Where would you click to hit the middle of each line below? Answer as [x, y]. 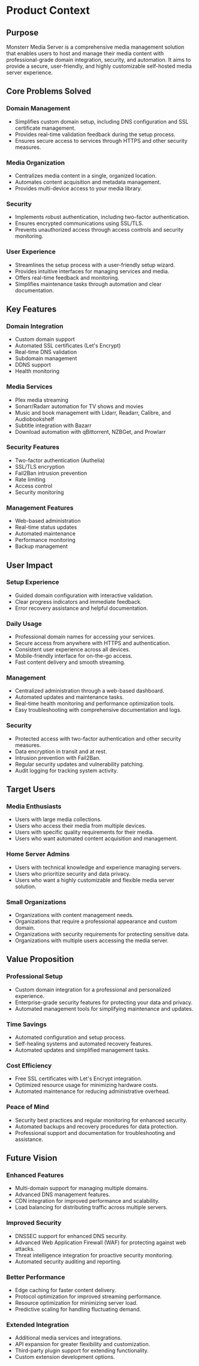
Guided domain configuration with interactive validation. [84, 595]
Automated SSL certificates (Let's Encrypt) [68, 346]
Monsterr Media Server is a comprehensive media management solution [95, 47]
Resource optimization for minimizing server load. [76, 1302]
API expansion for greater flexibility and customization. [82, 1344]
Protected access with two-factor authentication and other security [98, 738]
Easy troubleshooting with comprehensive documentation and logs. [98, 710]
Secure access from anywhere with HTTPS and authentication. [93, 643]
